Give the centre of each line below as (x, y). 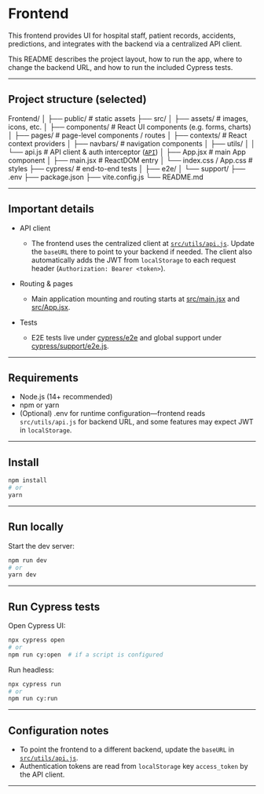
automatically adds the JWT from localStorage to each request (134, 259)
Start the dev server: (41, 546)
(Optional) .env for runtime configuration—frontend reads (112, 414)
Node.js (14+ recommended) (66, 397)
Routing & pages (46, 283)
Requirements (43, 378)
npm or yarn (39, 405)
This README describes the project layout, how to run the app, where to (125, 59)
